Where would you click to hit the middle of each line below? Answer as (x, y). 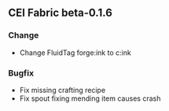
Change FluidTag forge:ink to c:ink (75, 52)
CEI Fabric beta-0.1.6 (60, 13)
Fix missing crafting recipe (62, 90)
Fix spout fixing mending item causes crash (90, 98)
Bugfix (21, 72)
